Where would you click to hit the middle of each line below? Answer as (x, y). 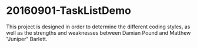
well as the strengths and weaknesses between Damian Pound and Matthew (98, 32)
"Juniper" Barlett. (27, 39)
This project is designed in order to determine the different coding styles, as (98, 27)
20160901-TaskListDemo (69, 11)
